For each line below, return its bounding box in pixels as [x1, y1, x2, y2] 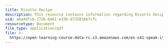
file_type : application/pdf [5, 26, 64, 31]
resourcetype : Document [5, 21, 55, 26]
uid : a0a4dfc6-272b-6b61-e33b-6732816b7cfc [5, 16, 97, 21]
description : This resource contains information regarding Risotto [5, 12, 151, 17]
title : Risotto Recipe [5, 7, 52, 12]
